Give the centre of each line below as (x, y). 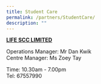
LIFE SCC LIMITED (29, 40)
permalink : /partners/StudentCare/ (51, 17)
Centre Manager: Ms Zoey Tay (44, 58)
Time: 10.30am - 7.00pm (36, 70)
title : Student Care (32, 12)
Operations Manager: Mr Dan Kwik (49, 52)
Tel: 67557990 (24, 76)
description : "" (26, 23)
